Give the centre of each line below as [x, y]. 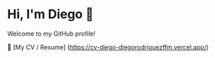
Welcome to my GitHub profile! [51, 34]
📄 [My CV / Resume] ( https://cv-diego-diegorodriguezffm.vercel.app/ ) [108, 47]
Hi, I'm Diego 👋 [51, 14]
